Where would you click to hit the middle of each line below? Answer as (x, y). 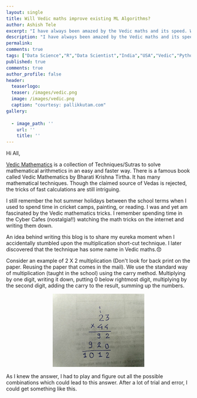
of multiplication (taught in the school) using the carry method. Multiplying (96, 273)
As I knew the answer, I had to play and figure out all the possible (84, 376)
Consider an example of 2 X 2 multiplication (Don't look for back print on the (98, 261)
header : (16, 80)
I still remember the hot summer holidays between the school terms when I (96, 201)
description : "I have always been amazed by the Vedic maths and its (93, 37)
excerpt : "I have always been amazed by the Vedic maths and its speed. (97, 31)
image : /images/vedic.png (43, 99)
